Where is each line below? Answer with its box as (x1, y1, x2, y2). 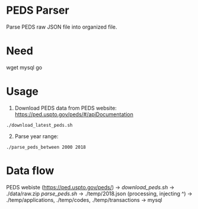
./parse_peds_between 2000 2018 (6, 144, 86, 150)
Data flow (6, 164, 55, 177)
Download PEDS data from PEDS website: (14, 104, 117, 111)
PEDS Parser (6, 4, 69, 17)
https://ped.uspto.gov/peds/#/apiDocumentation (14, 111, 133, 118)
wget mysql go (6, 64, 43, 71)
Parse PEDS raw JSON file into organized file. (6, 23, 117, 30)
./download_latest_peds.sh (6, 122, 73, 128)
